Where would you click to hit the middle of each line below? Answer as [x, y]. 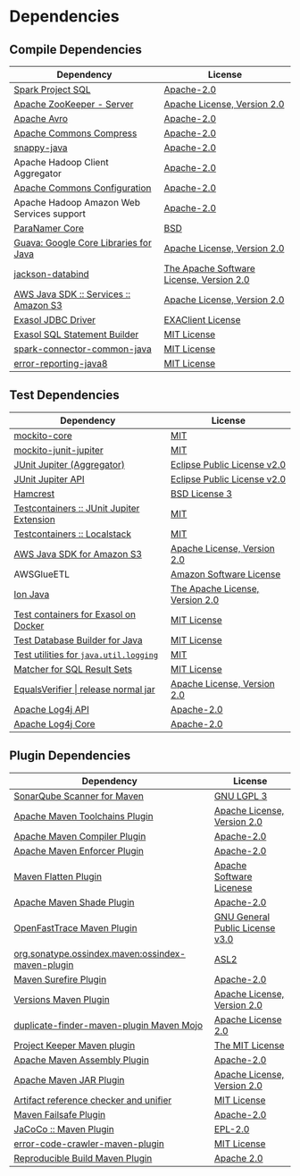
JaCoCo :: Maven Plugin [64, 1129]
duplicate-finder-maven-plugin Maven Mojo [108, 1025]
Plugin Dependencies [70, 756]
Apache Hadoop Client [61, 162]
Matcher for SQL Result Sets [73, 669]
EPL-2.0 [232, 1129]
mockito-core [43, 436]
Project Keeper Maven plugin [75, 1045]
